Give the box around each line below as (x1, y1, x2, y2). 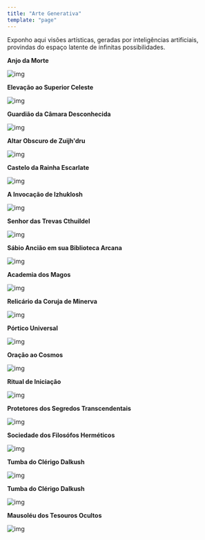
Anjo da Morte (7, 56, 50, 64)
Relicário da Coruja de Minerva (7, 297, 98, 305)
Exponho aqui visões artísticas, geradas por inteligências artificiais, (7, 35, 199, 44)
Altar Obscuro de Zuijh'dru (7, 136, 86, 145)
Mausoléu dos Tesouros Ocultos (7, 511, 102, 519)
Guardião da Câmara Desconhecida (7, 110, 111, 118)
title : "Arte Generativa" (7, 10, 81, 17)
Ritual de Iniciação (7, 377, 61, 385)
